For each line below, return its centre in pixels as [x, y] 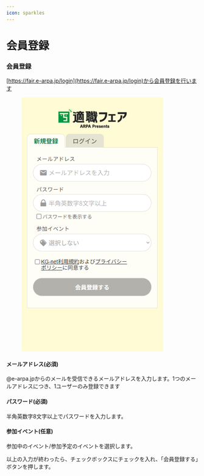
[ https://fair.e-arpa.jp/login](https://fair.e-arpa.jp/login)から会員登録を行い [99, 81]
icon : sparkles [26, 13]
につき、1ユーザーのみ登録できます [76, 386]
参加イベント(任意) [30, 431]
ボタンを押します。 [30, 466]
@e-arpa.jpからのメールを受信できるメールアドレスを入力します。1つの [96, 379]
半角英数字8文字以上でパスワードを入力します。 [66, 416]
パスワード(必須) [27, 401]
